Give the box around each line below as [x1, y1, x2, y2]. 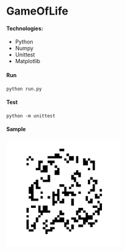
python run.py [6, 86, 42, 92]
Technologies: [6, 24, 44, 32]
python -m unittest [6, 112, 56, 119]
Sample [6, 126, 26, 133]
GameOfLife [6, 4, 69, 18]
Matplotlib [15, 58, 41, 65]
